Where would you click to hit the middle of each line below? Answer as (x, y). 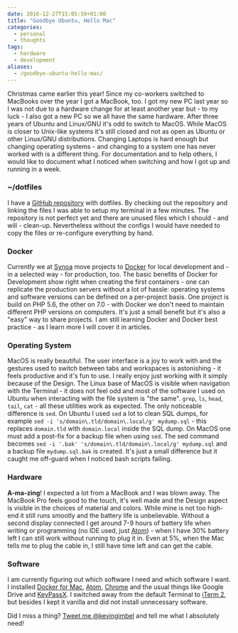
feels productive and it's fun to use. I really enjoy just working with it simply (118, 376)
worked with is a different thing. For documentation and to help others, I (112, 154)
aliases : (20, 67)
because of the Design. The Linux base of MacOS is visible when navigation (119, 383)
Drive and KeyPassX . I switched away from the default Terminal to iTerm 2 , (117, 594)
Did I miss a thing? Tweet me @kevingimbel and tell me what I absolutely (114, 615)
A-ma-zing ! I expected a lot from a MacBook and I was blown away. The (114, 492)
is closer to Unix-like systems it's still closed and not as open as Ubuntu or (116, 131)
